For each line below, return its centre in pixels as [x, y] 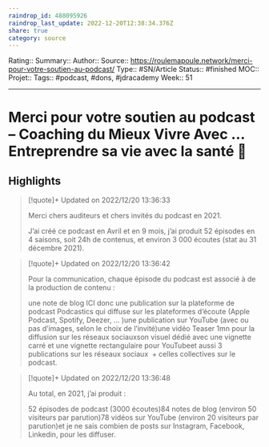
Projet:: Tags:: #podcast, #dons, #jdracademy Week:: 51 [100, 78]
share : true [28, 30]
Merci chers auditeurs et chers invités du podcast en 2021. [125, 216]
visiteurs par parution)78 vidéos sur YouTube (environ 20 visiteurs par [143, 417]
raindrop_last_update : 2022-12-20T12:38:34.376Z [91, 23]
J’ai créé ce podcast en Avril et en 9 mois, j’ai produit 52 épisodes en [141, 231]
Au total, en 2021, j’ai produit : [77, 393]
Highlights [35, 181]
